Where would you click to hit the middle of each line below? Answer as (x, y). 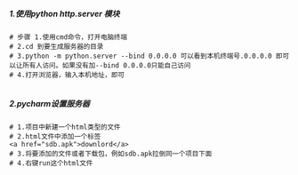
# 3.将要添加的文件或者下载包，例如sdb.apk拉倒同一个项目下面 (111, 154)
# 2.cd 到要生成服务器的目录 (56, 46)
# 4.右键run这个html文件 (51, 163)
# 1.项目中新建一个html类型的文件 (65, 127)
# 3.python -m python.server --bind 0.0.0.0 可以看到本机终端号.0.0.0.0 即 (146, 56)
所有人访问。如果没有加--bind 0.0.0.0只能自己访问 (106, 65)
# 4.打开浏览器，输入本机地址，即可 (67, 75)
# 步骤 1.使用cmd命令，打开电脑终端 (68, 37)
